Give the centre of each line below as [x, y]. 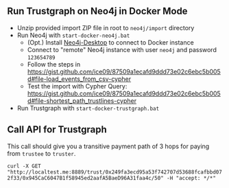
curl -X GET [24, 166]
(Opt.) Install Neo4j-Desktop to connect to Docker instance [110, 42]
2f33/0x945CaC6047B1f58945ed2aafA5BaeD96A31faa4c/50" [86, 178]
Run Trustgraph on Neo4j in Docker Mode [97, 11]
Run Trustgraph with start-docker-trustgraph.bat [88, 108]
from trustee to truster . [41, 153]
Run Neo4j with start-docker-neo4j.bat [73, 35]
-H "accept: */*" [191, 178]
